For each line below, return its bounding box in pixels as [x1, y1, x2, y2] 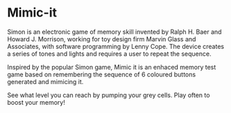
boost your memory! [7, 98, 66, 106]
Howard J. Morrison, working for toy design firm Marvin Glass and [7, 34, 196, 43]
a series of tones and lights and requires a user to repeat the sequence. [7, 50, 212, 58]
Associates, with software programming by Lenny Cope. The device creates [7, 42, 224, 50]
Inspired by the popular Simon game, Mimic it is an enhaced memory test [7, 63, 216, 71]
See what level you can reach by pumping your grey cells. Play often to [7, 91, 210, 99]
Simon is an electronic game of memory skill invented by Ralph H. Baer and [7, 28, 222, 36]
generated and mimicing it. [7, 77, 84, 85]
